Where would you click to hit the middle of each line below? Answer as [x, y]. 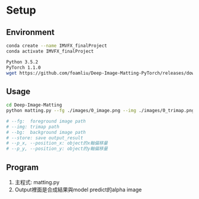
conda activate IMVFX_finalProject [50, 51]
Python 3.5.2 [22, 62]
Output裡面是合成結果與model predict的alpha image [78, 190]
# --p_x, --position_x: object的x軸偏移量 [57, 143]
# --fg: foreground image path [46, 121]
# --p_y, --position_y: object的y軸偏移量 [57, 149]
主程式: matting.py [37, 182]
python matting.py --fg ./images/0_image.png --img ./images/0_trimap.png [100, 111]
